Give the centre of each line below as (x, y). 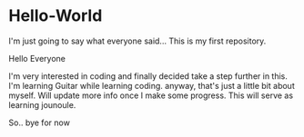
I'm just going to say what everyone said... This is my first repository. (137, 41)
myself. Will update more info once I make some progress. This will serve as (151, 95)
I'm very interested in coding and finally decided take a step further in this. (148, 76)
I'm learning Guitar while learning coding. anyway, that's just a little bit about (152, 85)
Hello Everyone (37, 58)
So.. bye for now (39, 122)
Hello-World (56, 16)
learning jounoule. (42, 104)
